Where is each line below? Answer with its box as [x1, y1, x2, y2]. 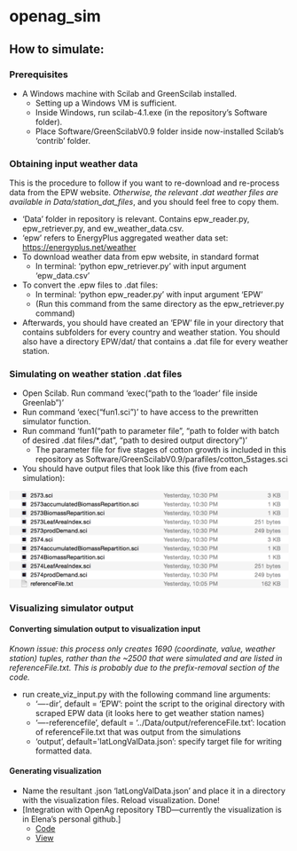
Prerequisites [9, 68, 68, 81]
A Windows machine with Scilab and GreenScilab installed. [21, 88, 238, 98]
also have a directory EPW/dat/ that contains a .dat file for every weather [21, 336, 288, 347]
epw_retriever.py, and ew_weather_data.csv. [21, 224, 184, 234]
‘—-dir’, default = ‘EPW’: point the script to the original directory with [35, 698, 285, 709]
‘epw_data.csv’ [35, 271, 90, 281]
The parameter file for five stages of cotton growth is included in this [35, 445, 286, 455]
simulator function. [21, 416, 91, 427]
